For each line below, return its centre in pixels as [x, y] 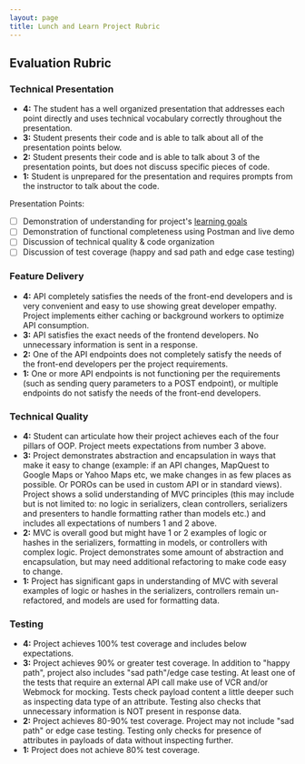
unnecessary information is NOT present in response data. [132, 711]
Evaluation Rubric [60, 63]
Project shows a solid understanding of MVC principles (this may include [158, 494]
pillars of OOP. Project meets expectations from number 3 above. [144, 446]
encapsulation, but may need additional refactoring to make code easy [155, 562]
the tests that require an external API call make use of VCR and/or [145, 682]
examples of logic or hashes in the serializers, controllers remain [143, 591]
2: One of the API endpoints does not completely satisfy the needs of [152, 354]
